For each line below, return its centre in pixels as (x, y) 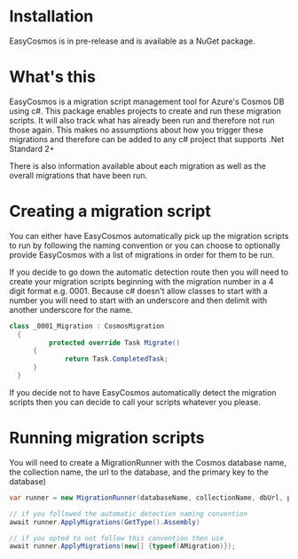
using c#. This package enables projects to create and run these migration (145, 111)
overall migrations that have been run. (78, 175)
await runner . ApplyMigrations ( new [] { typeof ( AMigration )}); (123, 547)
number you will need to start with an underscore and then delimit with (138, 300)
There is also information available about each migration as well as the (137, 165)
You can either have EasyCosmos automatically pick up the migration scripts (149, 236)
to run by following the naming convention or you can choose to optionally (145, 245)
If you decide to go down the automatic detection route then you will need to (149, 272)
